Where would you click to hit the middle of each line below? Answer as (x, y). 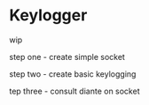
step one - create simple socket (67, 56)
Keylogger (48, 15)
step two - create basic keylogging (73, 74)
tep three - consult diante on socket (74, 91)
